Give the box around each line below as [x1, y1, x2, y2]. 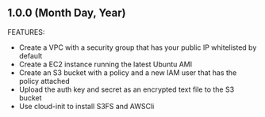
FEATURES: [7, 27, 45, 36]
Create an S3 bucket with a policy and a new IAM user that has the [18, 67, 237, 77]
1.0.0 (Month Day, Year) [7, 6, 126, 20]
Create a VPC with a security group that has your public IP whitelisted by [18, 43, 257, 52]
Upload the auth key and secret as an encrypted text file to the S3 [18, 85, 235, 94]
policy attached [18, 76, 71, 85]
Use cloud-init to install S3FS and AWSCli [18, 101, 155, 111]
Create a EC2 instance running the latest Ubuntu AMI [18, 59, 193, 69]
